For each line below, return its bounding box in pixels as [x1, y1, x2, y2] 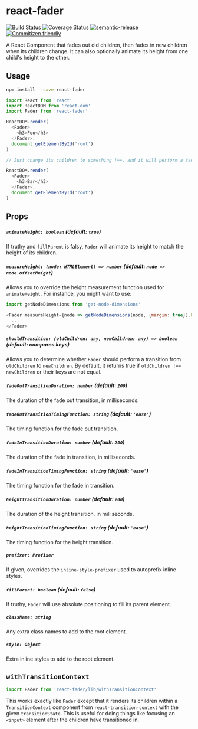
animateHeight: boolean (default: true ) [6, 228, 101, 235]
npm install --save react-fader [6, 87, 85, 93]
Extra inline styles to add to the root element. [6, 655, 115, 662]
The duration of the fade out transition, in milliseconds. [6, 397, 140, 404]
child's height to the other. [6, 54, 70, 61]
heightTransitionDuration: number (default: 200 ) [6, 495, 125, 502]
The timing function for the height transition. [6, 539, 114, 546]
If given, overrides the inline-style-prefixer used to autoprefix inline [6, 566, 177, 573]
